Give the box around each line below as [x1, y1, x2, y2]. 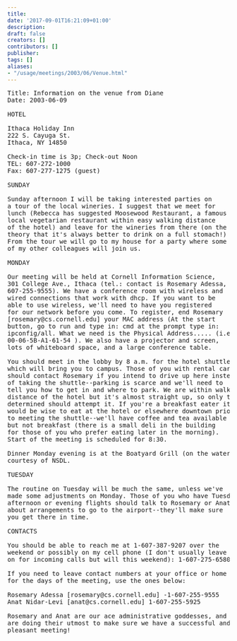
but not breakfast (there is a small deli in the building [7, 421, 217, 429]
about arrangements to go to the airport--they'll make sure [7, 506, 224, 514]
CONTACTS [7, 527, 37, 535]
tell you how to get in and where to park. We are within [7, 386, 212, 394]
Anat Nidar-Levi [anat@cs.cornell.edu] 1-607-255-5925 [7, 598, 201, 606]
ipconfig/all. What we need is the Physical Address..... [7, 329, 212, 337]
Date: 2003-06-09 [7, 96, 67, 104]
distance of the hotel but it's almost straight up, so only [7, 393, 224, 401]
